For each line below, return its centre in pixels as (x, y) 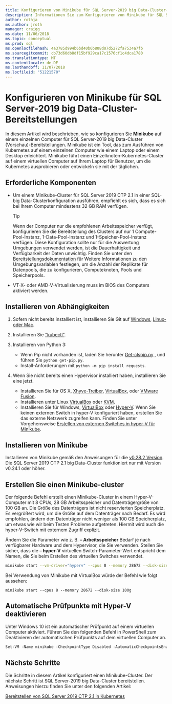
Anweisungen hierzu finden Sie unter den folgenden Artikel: (68, 686)
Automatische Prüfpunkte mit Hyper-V (68, 606)
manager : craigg (23, 29)
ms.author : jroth (24, 24)
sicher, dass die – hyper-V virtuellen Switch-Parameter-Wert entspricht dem (85, 551)
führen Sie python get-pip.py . (52, 360)
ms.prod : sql (19, 44)
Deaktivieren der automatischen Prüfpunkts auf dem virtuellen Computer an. (86, 637)
